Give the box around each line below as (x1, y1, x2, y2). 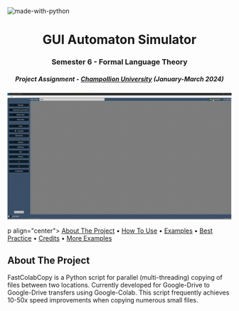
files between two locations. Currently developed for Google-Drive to (7, 281, 210, 290)
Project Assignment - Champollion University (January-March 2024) (15, 75, 224, 83)
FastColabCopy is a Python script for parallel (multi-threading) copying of (7, 273, 223, 282)
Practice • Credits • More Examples (7, 233, 112, 242)
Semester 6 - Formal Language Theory (51, 57, 188, 67)
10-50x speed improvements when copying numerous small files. (7, 296, 198, 305)
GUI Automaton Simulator (42, 32, 197, 48)
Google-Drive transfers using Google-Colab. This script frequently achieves (7, 288, 230, 297)
